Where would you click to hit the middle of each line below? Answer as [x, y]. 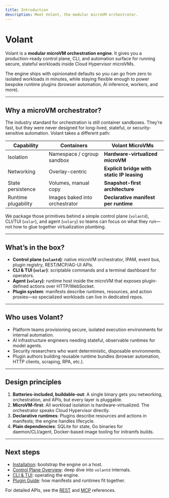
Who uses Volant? [34, 317]
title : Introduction [27, 10]
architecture [119, 189]
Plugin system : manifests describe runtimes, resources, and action [82, 292]
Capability [26, 145]
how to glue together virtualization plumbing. [60, 227]
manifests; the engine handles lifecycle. [54, 421]
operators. [23, 276]
